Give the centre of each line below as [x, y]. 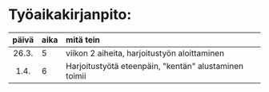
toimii [76, 75]
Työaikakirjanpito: [70, 15]
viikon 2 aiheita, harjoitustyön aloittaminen [145, 53]
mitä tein [82, 40]
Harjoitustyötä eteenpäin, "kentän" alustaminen [155, 66]
